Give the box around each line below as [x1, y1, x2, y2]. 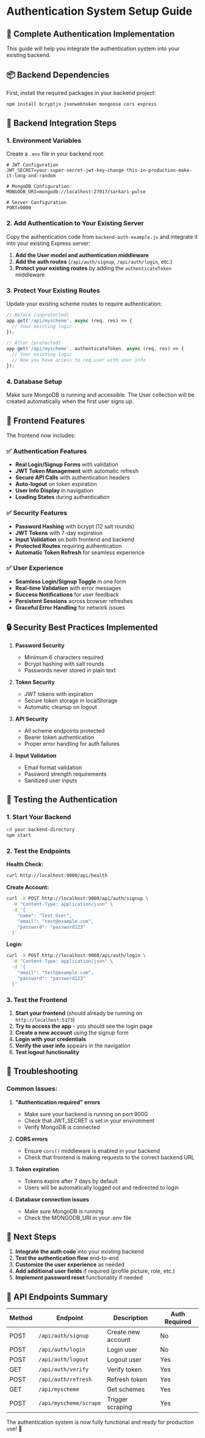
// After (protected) [6, 340, 62, 346]
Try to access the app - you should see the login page [15, 1022, 153, 1030]
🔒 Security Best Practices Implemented [6, 623, 158, 633]
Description [113, 1314, 148, 1322]
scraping [106, 1403, 132, 1412]
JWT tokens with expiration [24, 690, 93, 697]
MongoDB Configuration [12, 184, 70, 190]
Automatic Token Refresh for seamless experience [15, 549, 145, 556]
